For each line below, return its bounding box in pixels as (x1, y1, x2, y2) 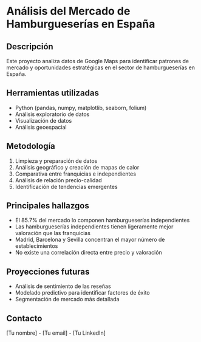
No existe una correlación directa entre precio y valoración (15, 249, 162, 256)
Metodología (6, 141, 56, 151)
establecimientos (15, 242, 58, 250)
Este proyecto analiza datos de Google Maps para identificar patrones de (6, 58, 189, 64)
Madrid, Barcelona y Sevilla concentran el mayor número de (15, 236, 165, 244)
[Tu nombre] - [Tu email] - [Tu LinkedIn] (6, 329, 106, 337)
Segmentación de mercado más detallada (15, 296, 120, 303)
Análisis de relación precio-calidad (15, 176, 102, 183)
